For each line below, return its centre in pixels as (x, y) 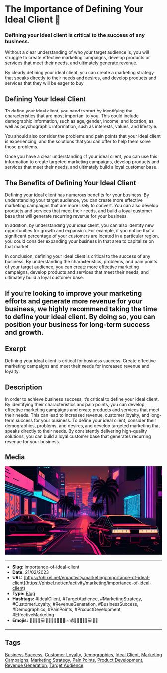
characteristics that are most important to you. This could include (72, 116)
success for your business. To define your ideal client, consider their (86, 420)
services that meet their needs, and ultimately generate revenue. (71, 63)
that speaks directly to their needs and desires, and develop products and (81, 78)
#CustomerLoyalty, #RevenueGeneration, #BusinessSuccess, (75, 604)
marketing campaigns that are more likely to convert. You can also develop (82, 206)
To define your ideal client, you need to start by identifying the (69, 111)
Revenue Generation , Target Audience (44, 665)
